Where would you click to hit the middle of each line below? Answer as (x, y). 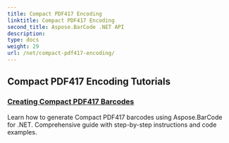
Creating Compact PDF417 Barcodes (71, 101)
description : (26, 33)
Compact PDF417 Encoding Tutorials (89, 82)
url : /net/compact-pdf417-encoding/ (61, 54)
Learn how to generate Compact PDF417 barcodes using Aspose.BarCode (115, 117)
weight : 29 (23, 46)
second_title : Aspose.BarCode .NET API (66, 27)
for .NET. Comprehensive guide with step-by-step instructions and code (112, 125)
